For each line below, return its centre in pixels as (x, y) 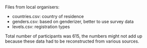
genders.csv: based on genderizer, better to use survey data (73, 22)
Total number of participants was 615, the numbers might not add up (74, 36)
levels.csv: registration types (41, 27)
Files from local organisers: (32, 7)
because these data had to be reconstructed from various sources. (72, 41)
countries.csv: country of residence (48, 16)
